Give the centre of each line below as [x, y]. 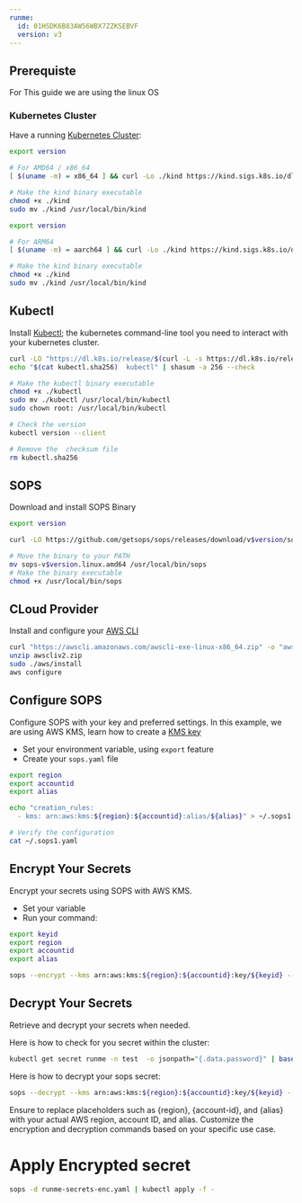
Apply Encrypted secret [100, 1165]
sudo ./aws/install [46, 664]
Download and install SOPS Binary [73, 507]
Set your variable [54, 908]
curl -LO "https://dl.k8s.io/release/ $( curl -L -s [106, 359]
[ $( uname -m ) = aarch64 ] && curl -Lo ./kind [98, 250]
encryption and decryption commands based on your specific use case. [142, 1128]
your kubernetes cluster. [55, 342]
